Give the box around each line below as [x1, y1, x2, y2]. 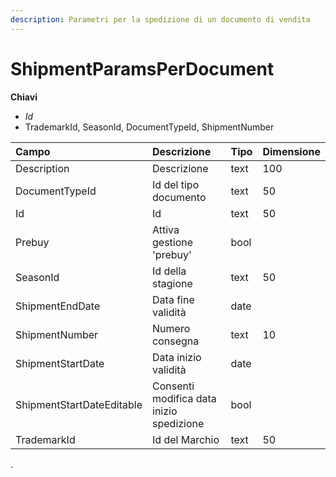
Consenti [152, 379, 195, 393]
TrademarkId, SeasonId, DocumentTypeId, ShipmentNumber [24, 121, 275, 133]
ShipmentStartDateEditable [15, 397, 143, 411]
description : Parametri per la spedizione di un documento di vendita [10, 14, 311, 25]
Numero [152, 321, 191, 335]
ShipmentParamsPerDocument [10, 57, 275, 80]
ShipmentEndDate [15, 299, 101, 313]
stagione [152, 276, 193, 290]
